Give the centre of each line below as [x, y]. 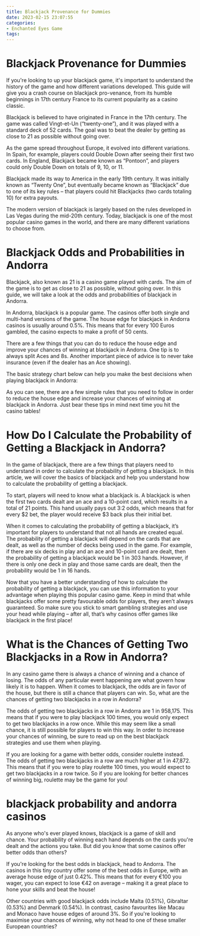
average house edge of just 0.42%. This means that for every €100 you [94, 876]
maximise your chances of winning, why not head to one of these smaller [96, 920]
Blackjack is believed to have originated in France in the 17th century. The [96, 117]
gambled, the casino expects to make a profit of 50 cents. [77, 332]
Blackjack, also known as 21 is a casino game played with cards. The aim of [99, 282]
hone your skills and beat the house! [51, 889]
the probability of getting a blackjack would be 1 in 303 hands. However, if [97, 558]
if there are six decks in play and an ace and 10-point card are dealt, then [96, 551]
